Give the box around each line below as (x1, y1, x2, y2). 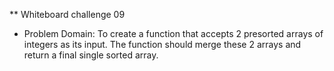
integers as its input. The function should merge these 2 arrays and (23, 39, 302, 50)
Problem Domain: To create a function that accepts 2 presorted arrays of (23, 28, 324, 39)
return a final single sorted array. (23, 49, 159, 61)
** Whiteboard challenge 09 (9, 9, 126, 20)
